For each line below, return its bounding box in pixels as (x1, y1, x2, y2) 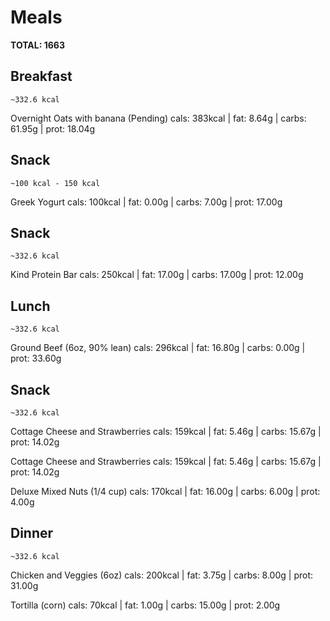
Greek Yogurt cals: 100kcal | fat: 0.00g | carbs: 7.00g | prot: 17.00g (10, 196, 283, 208)
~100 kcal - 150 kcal (10, 178, 101, 188)
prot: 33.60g (10, 352, 62, 365)
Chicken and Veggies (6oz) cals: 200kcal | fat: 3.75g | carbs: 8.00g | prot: (10, 569, 314, 581)
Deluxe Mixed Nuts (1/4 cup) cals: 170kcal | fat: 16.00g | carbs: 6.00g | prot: (10, 486, 321, 497)
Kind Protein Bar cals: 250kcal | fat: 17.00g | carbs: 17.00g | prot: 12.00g (10, 269, 304, 281)
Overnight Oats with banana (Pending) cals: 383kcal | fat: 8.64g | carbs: (10, 112, 307, 124)
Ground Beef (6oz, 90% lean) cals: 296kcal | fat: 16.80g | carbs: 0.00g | (10, 342, 306, 354)
